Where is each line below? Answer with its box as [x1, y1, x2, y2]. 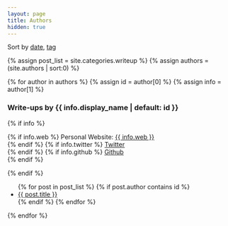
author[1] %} [7, 85, 45, 94]
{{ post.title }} [17, 190, 58, 198]
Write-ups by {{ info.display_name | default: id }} [7, 103, 179, 113]
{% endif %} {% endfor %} [17, 197, 96, 206]
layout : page [7, 10, 46, 18]
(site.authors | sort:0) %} [7, 64, 80, 73]
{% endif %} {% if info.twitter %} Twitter [7, 140, 125, 148]
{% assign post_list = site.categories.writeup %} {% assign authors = [7, 56, 209, 65]
